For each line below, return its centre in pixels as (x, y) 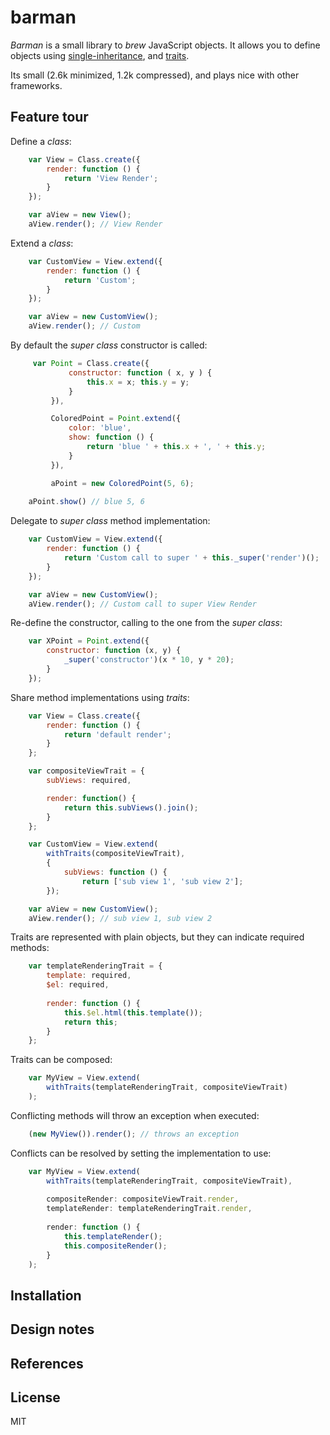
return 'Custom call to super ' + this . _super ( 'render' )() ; (191, 558)
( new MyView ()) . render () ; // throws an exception (134, 1134)
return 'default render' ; (117, 734)
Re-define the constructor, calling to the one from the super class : (146, 623)
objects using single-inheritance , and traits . (100, 55)
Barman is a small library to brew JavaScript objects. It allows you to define (165, 45)
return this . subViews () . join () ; (131, 807)
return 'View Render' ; (111, 178)
